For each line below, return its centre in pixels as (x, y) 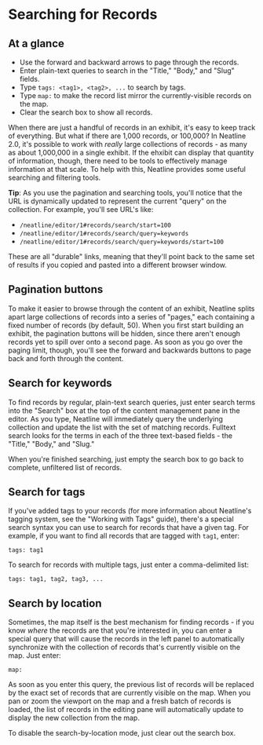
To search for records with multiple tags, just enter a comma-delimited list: (129, 565)
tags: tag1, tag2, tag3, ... (56, 579)
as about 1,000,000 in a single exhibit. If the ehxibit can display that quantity (131, 152)
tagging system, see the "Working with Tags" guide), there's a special (121, 519)
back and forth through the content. (66, 358)
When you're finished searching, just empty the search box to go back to (126, 459)
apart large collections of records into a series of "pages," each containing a (131, 316)
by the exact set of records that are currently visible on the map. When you (130, 693)
